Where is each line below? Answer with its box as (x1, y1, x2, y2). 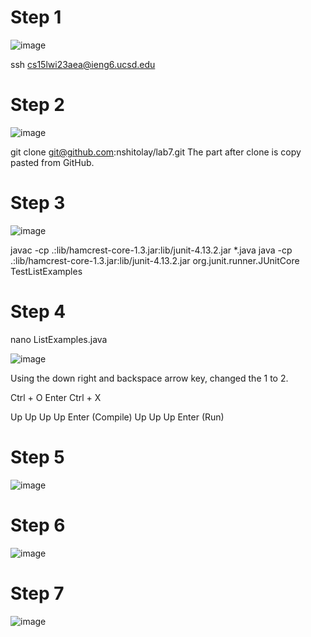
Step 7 (10, 582, 65, 605)
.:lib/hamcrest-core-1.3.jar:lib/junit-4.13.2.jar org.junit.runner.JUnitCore (10, 254, 300, 266)
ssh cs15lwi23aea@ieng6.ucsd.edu (10, 58, 156, 70)
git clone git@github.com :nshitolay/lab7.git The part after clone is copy (10, 146, 302, 158)
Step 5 (10, 446, 65, 468)
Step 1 (10, 6, 62, 29)
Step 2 (10, 94, 65, 116)
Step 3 (10, 192, 66, 215)
